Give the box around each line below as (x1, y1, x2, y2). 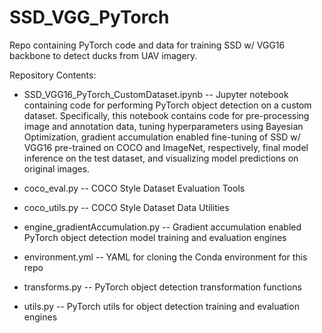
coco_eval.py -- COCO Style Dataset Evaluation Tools (23, 182, 246, 194)
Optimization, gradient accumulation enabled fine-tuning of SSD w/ (23, 131, 301, 143)
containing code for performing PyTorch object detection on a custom (23, 99, 312, 111)
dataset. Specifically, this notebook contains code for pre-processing (23, 109, 310, 121)
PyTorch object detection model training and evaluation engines (23, 231, 287, 243)
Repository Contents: (9, 69, 97, 81)
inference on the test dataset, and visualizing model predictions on (23, 152, 299, 164)
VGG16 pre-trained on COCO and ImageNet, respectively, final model (23, 141, 309, 153)
